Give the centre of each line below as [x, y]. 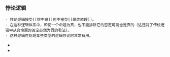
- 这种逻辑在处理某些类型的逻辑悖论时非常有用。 [49, 36]
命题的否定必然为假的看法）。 [46, 31]
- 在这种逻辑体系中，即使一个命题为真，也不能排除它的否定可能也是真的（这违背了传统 [83, 25]
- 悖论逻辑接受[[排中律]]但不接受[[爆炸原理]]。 [51, 20]
